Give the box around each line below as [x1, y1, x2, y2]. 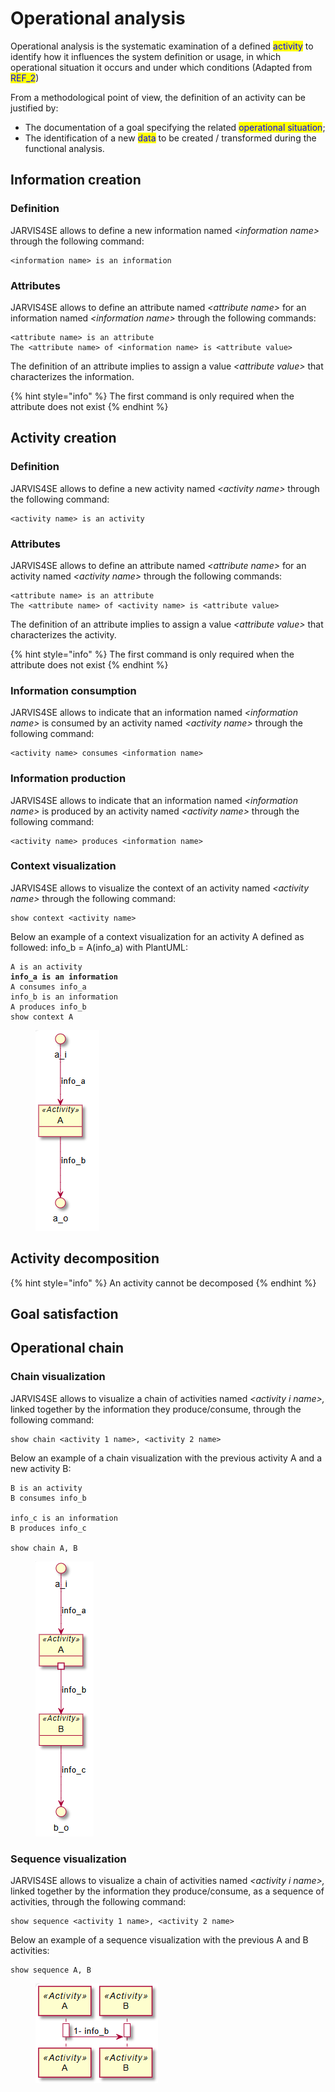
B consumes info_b [10, 1493, 87, 1503]
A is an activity [10, 962, 83, 972]
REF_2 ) [10, 72, 40, 84]
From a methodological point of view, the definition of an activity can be [10, 91, 307, 103]
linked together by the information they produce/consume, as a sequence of [10, 1885, 325, 1897]
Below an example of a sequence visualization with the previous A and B [10, 1933, 309, 1946]
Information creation [10, 172, 142, 189]
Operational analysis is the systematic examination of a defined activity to [10, 40, 314, 52]
